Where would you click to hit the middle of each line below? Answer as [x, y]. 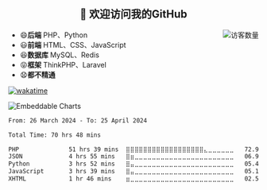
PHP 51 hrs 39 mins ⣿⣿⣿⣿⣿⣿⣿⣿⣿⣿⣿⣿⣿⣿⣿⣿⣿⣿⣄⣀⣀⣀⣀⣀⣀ [121, 149]
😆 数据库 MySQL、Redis [59, 55]
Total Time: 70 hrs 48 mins [55, 135]
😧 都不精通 [37, 75]
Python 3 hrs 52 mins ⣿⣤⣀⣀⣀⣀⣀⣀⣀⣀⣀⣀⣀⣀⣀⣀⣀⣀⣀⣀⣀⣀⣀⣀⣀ [121, 164]
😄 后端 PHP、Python [54, 35]
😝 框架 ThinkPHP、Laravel [63, 64]
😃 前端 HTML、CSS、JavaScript [73, 45]
